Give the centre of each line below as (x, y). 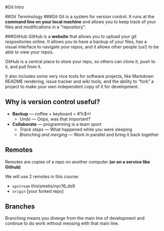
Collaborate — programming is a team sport (57, 124)
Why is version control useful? (53, 102)
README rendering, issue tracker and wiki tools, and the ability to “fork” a (80, 81)
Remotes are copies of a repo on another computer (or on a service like (78, 162)
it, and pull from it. (23, 67)
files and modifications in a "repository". (46, 27)
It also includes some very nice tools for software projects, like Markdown (80, 76)
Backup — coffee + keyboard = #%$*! (51, 114)
